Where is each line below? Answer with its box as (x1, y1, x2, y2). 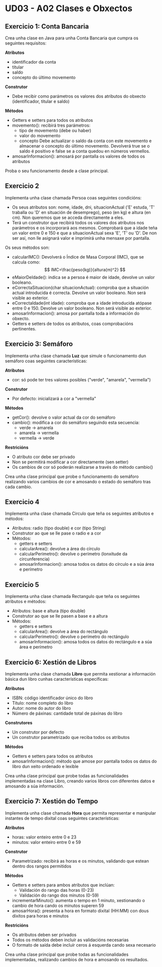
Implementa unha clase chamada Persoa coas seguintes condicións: (5, 195, 142, 200)
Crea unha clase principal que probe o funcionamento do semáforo (5, 474, 139, 479)
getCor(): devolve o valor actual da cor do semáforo (12, 414, 116, 420)
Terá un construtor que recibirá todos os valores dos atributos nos (12, 219, 144, 226)
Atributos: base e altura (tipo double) (12, 608, 86, 614)
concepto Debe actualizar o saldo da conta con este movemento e (19, 138, 152, 144)
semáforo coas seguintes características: (5, 358, 88, 364)
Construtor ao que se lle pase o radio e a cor (12, 530, 102, 536)
